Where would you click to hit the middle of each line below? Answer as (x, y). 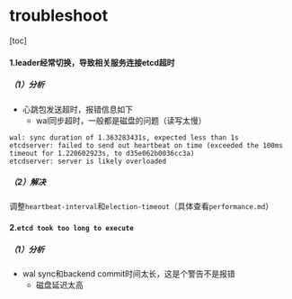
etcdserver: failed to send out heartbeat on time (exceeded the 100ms (146, 145)
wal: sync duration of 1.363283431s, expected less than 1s (124, 137)
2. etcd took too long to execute (72, 228)
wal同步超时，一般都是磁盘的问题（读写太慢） (121, 120)
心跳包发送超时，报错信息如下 (77, 109)
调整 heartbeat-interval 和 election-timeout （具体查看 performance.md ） (142, 206)
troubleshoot (59, 16)
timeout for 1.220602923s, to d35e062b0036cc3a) (102, 153)
